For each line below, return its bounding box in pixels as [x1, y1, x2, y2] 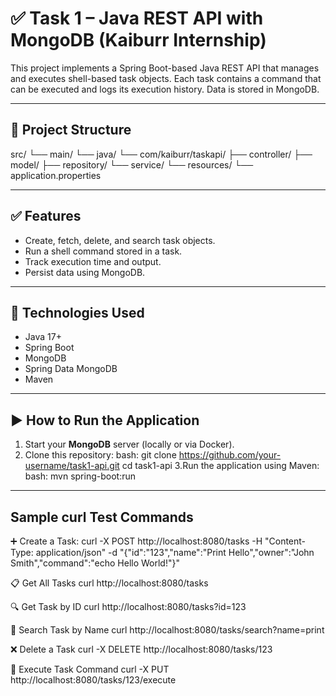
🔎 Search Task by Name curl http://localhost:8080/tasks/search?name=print [10, 624, 325, 636]
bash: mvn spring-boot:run [24, 470, 136, 482]
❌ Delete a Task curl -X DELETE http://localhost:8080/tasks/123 [10, 643, 273, 655]
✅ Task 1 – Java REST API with [10, 7, 264, 30]
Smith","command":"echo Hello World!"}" [10, 557, 180, 569]
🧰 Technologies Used [10, 304, 145, 321]
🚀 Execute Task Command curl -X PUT [10, 663, 170, 675]
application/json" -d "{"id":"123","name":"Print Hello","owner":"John [35, 547, 315, 558]
